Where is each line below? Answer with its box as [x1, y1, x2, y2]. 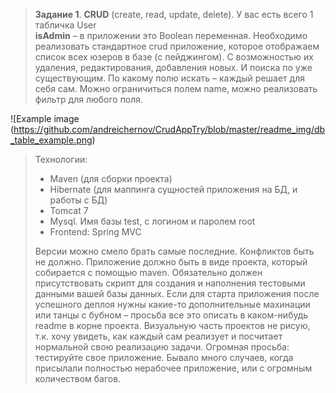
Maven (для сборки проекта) [49, 173, 173, 184]
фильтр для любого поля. [34, 94, 144, 105]
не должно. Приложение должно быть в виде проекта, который [34, 256, 308, 268]
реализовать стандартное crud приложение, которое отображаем [34, 40, 320, 52]
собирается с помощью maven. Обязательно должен [34, 267, 263, 278]
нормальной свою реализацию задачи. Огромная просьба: [34, 341, 290, 353]
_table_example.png [10, 134, 93, 146]
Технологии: [34, 154, 88, 165]
